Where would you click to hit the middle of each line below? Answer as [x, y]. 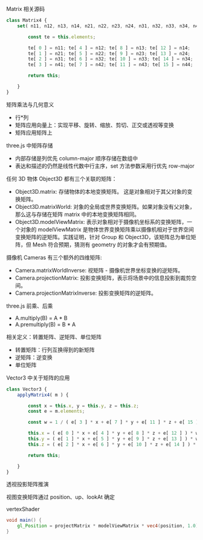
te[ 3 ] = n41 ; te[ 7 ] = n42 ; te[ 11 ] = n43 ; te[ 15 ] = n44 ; [111, 65]
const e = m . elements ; [56, 411]
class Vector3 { [27, 389]
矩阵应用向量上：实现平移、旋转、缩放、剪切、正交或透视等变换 [94, 125]
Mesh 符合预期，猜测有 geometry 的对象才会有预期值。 [101, 245]
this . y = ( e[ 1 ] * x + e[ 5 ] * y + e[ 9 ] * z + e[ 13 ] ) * [111, 439]
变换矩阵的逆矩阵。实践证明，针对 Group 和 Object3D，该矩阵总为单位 [103, 237]
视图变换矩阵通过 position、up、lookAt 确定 [60, 497]
